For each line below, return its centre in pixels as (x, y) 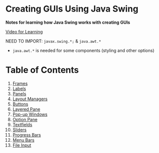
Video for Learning (24, 31)
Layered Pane (26, 109)
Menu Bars (23, 140)
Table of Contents (42, 70)
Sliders (19, 130)
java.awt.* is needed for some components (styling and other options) (83, 50)
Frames (20, 83)
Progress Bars (27, 135)
